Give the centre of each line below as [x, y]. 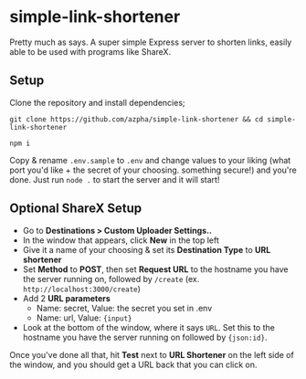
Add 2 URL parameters [67, 298]
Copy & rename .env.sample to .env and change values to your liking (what [150, 160]
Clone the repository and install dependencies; [97, 102]
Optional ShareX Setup [76, 209]
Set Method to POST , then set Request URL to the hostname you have [156, 269]
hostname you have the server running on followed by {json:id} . [145, 337]
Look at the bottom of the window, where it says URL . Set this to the [149, 327]
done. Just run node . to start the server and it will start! [115, 179]
